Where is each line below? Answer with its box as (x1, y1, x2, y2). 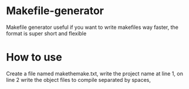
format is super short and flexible (6, 29, 87, 37)
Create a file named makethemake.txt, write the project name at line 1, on (6, 70, 184, 77)
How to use (6, 51, 62, 64)
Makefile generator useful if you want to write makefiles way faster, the (6, 24, 178, 31)
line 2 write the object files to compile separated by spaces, (6, 76, 151, 83)
